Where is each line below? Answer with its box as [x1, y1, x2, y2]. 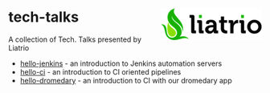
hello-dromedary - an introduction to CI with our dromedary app [19, 75, 232, 85]
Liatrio [8, 42, 30, 52]
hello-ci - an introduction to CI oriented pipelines [19, 67, 182, 76]
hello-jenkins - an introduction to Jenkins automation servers [19, 59, 223, 68]
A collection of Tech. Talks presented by [8, 34, 142, 44]
